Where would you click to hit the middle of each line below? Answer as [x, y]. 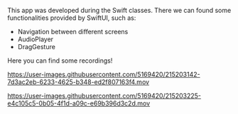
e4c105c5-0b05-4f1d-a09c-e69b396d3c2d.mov [79, 103]
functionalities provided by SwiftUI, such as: [72, 18]
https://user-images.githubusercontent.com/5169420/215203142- [104, 74]
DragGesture [36, 47]
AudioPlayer [36, 39]
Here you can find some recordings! [60, 61]
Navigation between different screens [73, 32]
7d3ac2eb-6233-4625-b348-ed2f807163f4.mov [79, 82]
